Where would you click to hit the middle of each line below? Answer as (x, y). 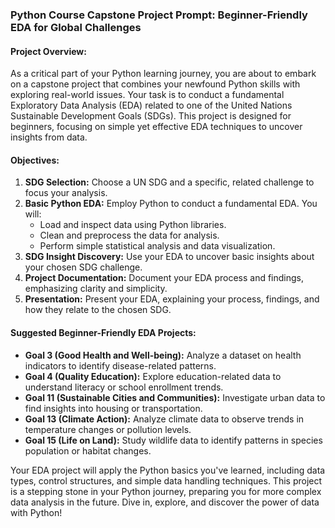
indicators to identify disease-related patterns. (120, 365)
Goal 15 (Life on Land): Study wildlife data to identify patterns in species (173, 440)
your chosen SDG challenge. (83, 267)
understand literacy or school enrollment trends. (124, 387)
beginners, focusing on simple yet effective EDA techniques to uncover (156, 127)
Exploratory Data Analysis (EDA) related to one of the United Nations (151, 105)
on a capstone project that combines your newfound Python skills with (155, 84)
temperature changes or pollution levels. (108, 429)
